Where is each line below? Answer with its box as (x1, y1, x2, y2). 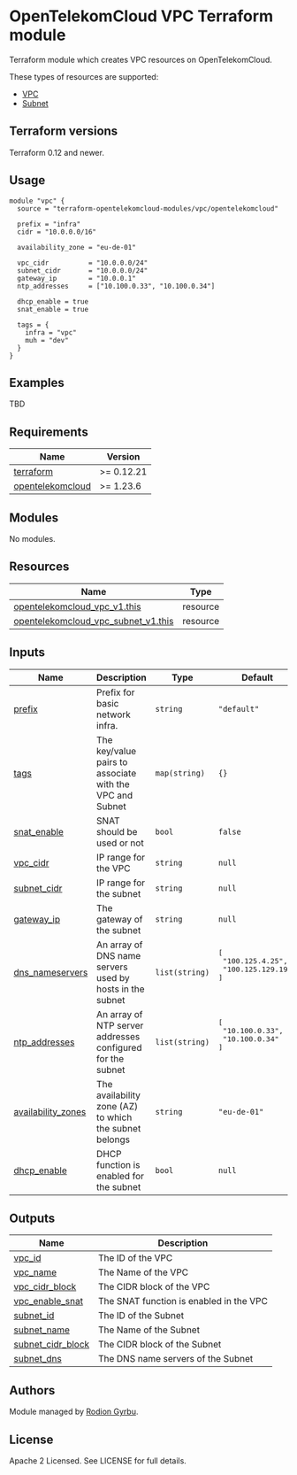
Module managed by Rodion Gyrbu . (9, 1406, 139, 1417)
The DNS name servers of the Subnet (97, 1353, 254, 1365)
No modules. (9, 534, 56, 544)
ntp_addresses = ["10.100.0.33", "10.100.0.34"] (17, 282, 216, 290)
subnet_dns (13, 1353, 62, 1365)
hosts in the (95, 983, 145, 995)
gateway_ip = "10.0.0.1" (17, 274, 137, 282)
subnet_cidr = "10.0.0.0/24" (17, 266, 148, 275)
